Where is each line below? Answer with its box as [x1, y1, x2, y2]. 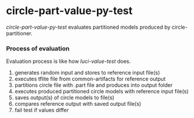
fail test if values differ [14, 107, 69, 114]
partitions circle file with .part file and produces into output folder [14, 82, 173, 89]
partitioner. [6, 29, 33, 36]
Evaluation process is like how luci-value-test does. [6, 58, 131, 65]
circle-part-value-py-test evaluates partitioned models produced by [6, 23, 170, 31]
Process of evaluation [6, 44, 70, 52]
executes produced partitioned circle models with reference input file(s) [14, 88, 189, 95]
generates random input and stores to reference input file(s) [14, 69, 160, 76]
